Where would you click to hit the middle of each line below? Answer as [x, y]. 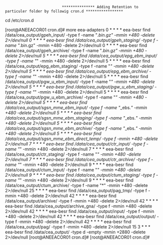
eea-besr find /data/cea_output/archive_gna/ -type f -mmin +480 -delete [79, 206]
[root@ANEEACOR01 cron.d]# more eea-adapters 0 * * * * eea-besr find [78, 30]
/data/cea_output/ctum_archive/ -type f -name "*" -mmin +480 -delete [76, 185]
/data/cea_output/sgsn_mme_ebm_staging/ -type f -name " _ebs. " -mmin [79, 118]
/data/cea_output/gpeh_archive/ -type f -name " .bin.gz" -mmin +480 [74, 51]
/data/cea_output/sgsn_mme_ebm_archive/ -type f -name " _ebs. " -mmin [79, 128]
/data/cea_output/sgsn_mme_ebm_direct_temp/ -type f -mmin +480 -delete [81, 139]
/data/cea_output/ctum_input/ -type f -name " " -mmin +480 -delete [73, 170]
